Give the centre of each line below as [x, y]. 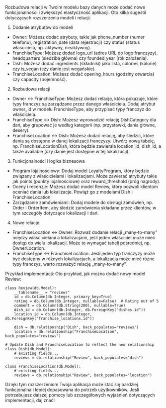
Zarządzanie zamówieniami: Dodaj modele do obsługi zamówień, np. [83, 203]
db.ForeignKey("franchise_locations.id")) [50, 318]
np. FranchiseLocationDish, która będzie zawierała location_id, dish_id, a [87, 146]
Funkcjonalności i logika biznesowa [48, 161]
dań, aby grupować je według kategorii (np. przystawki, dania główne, [84, 125]
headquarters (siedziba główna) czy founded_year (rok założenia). [80, 58]
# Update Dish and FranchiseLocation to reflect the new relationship [80, 345]
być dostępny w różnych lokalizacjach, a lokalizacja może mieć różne [83, 259]
